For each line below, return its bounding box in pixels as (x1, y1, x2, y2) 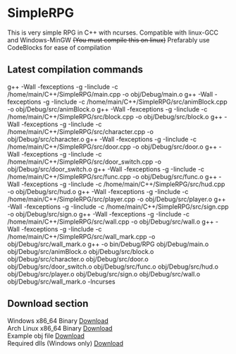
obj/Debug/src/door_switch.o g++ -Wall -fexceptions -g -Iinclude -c (7, 164, 205, 173)
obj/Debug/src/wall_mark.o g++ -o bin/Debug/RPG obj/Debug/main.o (7, 240, 209, 248)
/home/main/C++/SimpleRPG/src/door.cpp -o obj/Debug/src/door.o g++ (7, 142, 217, 151)
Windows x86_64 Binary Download (7, 316, 109, 325)
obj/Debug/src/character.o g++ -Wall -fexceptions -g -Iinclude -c (7, 135, 197, 143)
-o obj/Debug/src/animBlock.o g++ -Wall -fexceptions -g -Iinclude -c (7, 104, 208, 114)
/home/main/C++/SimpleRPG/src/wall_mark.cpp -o (7, 232, 156, 240)
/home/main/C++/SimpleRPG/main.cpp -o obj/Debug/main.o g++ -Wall (7, 90, 213, 98)
